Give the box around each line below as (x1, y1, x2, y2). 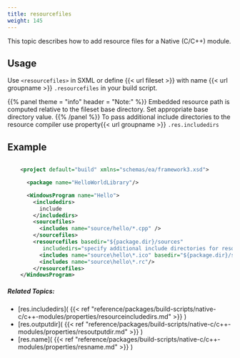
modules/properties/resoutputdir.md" (17, 327, 128, 336)
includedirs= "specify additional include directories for (42, 245, 219, 252)
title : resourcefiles (7, 10, 72, 18)
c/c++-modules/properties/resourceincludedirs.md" (17, 312, 171, 321)
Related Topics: (7, 287, 55, 295)
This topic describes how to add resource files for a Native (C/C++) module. (7, 36, 231, 45)
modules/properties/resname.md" (17, 343, 118, 352)
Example (7, 140, 47, 153)
